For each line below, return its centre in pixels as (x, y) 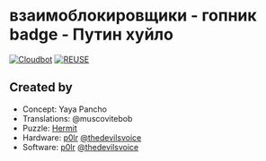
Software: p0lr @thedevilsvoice (80, 147)
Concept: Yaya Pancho (65, 109)
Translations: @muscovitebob (77, 118)
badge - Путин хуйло (91, 34)
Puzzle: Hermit (50, 128)
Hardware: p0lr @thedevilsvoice (82, 137)
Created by (41, 87)
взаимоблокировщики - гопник (133, 16)
